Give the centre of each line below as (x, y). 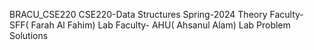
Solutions (29, 35)
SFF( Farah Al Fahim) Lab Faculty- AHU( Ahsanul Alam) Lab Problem (150, 25)
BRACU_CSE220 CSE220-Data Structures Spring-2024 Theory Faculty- (156, 14)
